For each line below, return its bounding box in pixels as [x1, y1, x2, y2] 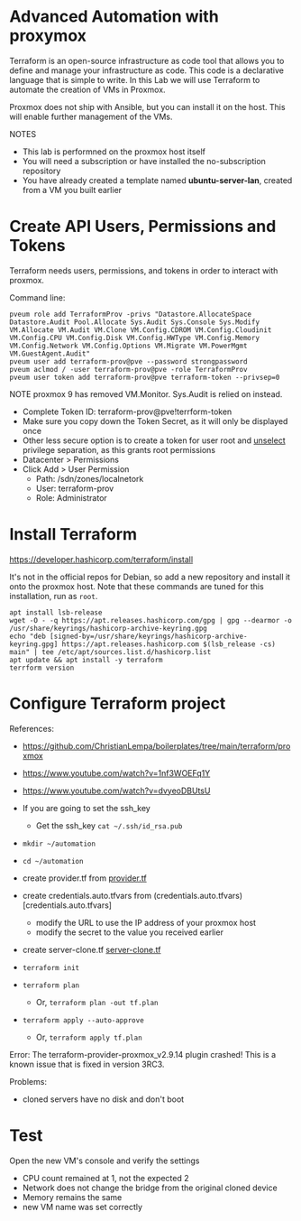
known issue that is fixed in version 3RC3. [9, 1059, 165, 1069]
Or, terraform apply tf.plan [35, 1031, 142, 1042]
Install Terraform [9, 524, 138, 545]
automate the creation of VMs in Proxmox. [9, 84, 166, 95]
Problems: [9, 1076, 48, 1087]
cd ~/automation [22, 856, 84, 865]
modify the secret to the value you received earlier [35, 927, 223, 938]
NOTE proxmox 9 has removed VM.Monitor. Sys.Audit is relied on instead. [9, 388, 283, 399]
